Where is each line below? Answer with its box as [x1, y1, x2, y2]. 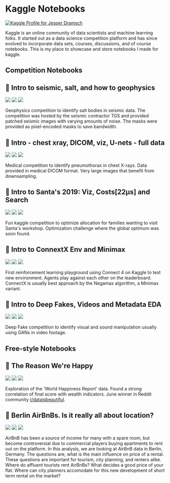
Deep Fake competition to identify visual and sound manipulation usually [5, 324, 157, 330]
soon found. [5, 230, 30, 236]
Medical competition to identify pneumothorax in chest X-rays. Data [5, 162, 147, 168]
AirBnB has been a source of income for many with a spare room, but [5, 435, 150, 441]
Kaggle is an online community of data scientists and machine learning [5, 29, 153, 36]
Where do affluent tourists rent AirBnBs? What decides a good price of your [5, 462, 164, 468]
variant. [5, 285, 21, 291]
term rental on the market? [5, 473, 61, 479]
